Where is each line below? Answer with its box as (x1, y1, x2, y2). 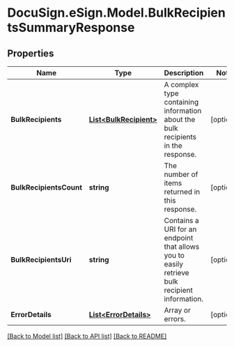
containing (164, 98, 199, 107)
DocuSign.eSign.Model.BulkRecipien (7, 5, 226, 21)
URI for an (164, 224, 197, 234)
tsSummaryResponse (7, 20, 135, 36)
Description (164, 68, 204, 77)
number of (164, 169, 198, 179)
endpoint (164, 233, 194, 242)
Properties (7, 47, 54, 59)
